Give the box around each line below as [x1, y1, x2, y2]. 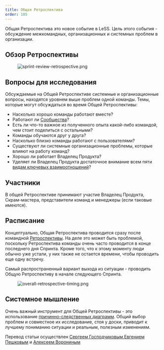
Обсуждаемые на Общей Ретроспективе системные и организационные [5, 91, 159, 97]
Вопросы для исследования [5, 78, 97, 86]
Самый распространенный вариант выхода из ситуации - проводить [5, 266, 151, 272]
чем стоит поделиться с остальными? [12, 127, 93, 133]
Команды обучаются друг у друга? [12, 133, 86, 139]
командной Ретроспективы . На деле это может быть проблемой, [5, 235, 143, 241]
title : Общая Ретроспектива [5, 7, 63, 12]
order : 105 [5, 12, 28, 17]
